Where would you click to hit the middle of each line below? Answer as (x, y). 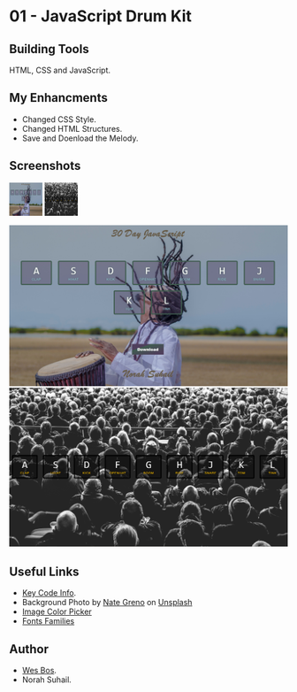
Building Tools (49, 49)
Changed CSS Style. (59, 119)
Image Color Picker (57, 611)
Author (29, 649)
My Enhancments (58, 98)
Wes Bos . (39, 671)
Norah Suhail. (47, 680)
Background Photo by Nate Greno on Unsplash (107, 603)
